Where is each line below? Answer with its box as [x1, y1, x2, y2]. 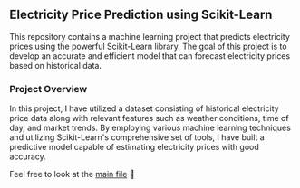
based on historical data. [9, 60, 102, 70]
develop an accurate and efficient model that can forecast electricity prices [9, 50, 291, 61]
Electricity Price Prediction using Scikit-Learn [9, 7, 273, 23]
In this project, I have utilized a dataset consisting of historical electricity [9, 103, 279, 114]
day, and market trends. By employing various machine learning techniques [9, 122, 292, 134]
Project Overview [9, 82, 88, 95]
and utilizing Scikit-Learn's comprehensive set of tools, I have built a [9, 132, 265, 143]
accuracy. [9, 151, 47, 162]
